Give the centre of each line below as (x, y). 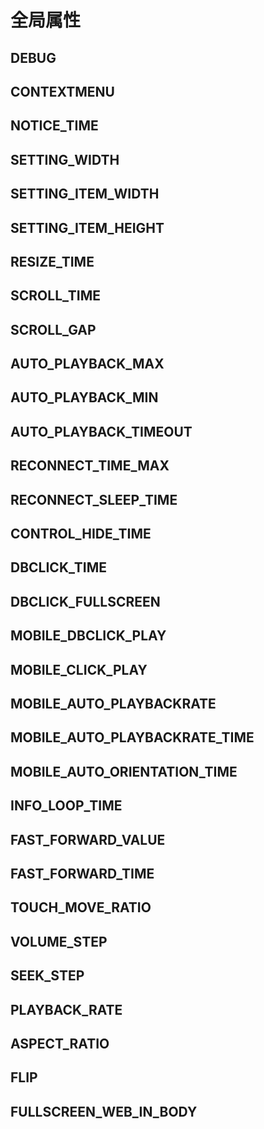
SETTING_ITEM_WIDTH (85, 194)
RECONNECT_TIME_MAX (90, 466)
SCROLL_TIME (56, 296)
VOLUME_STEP (59, 941)
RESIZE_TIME (52, 261)
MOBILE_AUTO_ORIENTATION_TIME (124, 771)
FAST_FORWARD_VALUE (88, 839)
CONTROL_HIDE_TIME (81, 534)
